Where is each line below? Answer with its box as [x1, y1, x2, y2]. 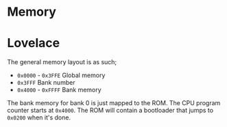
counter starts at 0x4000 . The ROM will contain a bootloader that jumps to [7, 107, 214, 115]
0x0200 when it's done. [7, 113, 71, 122]
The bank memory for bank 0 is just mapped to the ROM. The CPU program [7, 99, 221, 107]
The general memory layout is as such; [7, 58, 117, 66]
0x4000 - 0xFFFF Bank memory [16, 86, 101, 94]
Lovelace [7, 36, 60, 51]
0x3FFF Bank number [16, 79, 75, 87]
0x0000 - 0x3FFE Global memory [16, 71, 106, 79]
